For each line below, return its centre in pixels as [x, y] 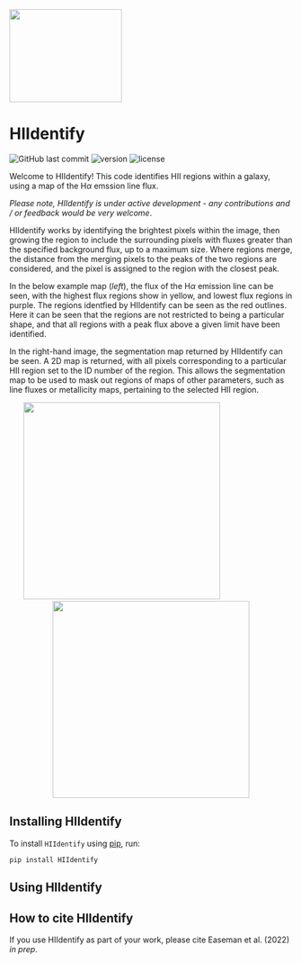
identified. [28, 333]
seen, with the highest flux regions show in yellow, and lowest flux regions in [151, 295]
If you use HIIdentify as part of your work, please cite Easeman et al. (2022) [150, 940]
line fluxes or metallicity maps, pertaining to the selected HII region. [134, 389]
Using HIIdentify [56, 888]
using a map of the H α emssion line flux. [84, 186]
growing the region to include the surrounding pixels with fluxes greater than [151, 240]
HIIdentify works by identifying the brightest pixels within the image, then [145, 230]
